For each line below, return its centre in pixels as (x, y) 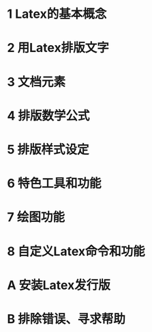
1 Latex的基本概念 (57, 14)
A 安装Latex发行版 (59, 285)
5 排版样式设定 (48, 150)
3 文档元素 (36, 82)
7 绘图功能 (36, 217)
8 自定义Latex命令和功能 (76, 251)
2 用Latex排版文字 (58, 48)
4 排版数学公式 (48, 115)
